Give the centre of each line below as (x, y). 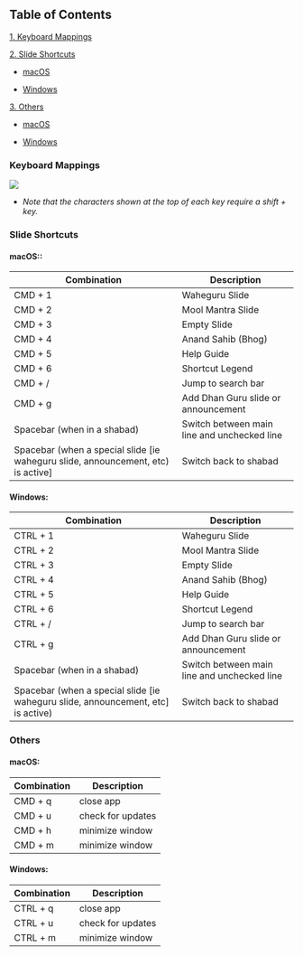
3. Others (27, 107)
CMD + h (33, 830)
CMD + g (33, 404)
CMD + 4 (33, 340)
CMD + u (33, 815)
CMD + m (34, 845)
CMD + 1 (33, 295)
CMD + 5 (33, 354)
